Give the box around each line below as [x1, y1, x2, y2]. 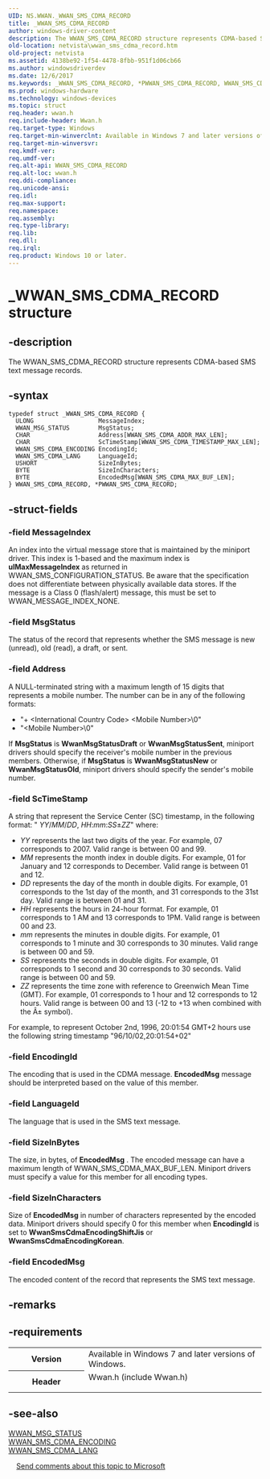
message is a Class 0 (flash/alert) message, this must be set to [8, 588, 217, 597]
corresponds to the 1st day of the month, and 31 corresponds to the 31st [19, 887, 259, 897]
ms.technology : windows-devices [8, 94, 117, 102]
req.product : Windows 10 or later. [8, 251, 128, 260]
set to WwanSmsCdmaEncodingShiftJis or [8, 1228, 153, 1237]
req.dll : [8, 237, 38, 245]
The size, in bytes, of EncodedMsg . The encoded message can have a [8, 1154, 245, 1165]
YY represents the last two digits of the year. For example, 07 [19, 836, 223, 845]
